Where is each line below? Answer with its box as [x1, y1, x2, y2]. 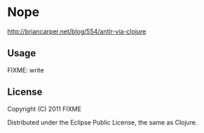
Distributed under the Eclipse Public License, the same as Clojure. [7, 118, 198, 126]
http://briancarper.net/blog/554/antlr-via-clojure [7, 27, 147, 36]
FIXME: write [7, 65, 44, 74]
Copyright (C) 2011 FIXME [7, 104, 82, 113]
